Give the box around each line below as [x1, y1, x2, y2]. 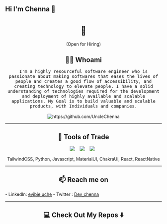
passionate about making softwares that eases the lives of [8, 74, 159, 79]
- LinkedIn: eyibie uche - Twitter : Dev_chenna [5, 191, 99, 197]
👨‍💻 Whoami [65, 56, 102, 64]
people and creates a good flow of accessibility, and [15, 79, 152, 84]
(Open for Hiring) [66, 41, 101, 47]
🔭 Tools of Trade [58, 132, 109, 141]
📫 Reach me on [59, 175, 108, 184]
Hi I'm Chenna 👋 [5, 5, 56, 13]
